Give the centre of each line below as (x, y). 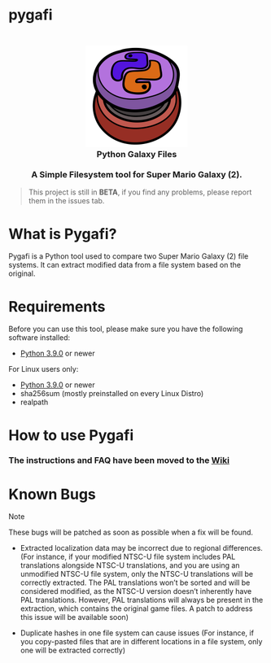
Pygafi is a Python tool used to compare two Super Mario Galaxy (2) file (129, 256)
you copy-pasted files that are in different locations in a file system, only (141, 642)
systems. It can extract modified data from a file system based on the (125, 265)
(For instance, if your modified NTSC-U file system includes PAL (128, 557)
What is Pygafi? (63, 234)
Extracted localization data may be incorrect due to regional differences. (141, 548)
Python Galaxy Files (137, 155)
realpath (34, 402)
